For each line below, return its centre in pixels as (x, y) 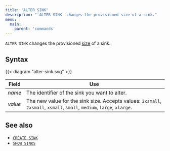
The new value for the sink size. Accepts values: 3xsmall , (94, 101)
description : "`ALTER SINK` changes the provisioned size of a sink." (81, 15)
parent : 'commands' (35, 29)
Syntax (17, 59)
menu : (11, 19)
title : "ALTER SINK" (27, 10)
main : (16, 24)
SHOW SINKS (24, 143)
